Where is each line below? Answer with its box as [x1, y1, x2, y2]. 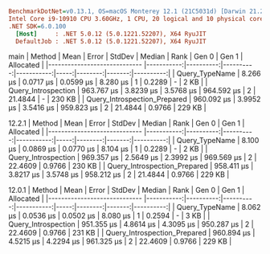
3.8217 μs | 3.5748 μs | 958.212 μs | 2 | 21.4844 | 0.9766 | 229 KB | [8, 170, 230, 179]
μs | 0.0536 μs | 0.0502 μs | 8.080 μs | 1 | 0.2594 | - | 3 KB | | [8, 211, 211, 221]
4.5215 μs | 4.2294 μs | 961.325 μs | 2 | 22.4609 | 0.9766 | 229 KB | [8, 236, 232, 246]
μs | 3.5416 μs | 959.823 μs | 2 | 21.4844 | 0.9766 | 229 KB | [8, 103, 207, 113]
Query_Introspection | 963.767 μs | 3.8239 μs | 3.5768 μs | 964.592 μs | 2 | [8, 86, 256, 96]
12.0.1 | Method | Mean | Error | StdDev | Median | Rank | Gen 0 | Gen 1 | [8, 186, 245, 195]
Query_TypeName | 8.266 [176, 69, 261, 79]
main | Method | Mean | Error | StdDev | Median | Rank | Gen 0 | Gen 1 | [8, 51, 243, 61]
